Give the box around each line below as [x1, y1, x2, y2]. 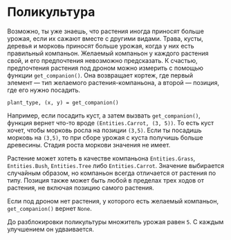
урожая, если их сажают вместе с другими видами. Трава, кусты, [7, 34, 204, 42]
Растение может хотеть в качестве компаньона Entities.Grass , [7, 154, 196, 163]
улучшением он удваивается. [7, 225, 95, 233]
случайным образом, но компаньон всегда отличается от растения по [7, 169, 216, 177]
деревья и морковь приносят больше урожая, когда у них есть [7, 41, 195, 50]
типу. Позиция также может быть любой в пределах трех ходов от [7, 176, 204, 184]
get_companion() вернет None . [7, 204, 92, 212]
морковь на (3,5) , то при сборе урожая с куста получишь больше [7, 133, 203, 142]
